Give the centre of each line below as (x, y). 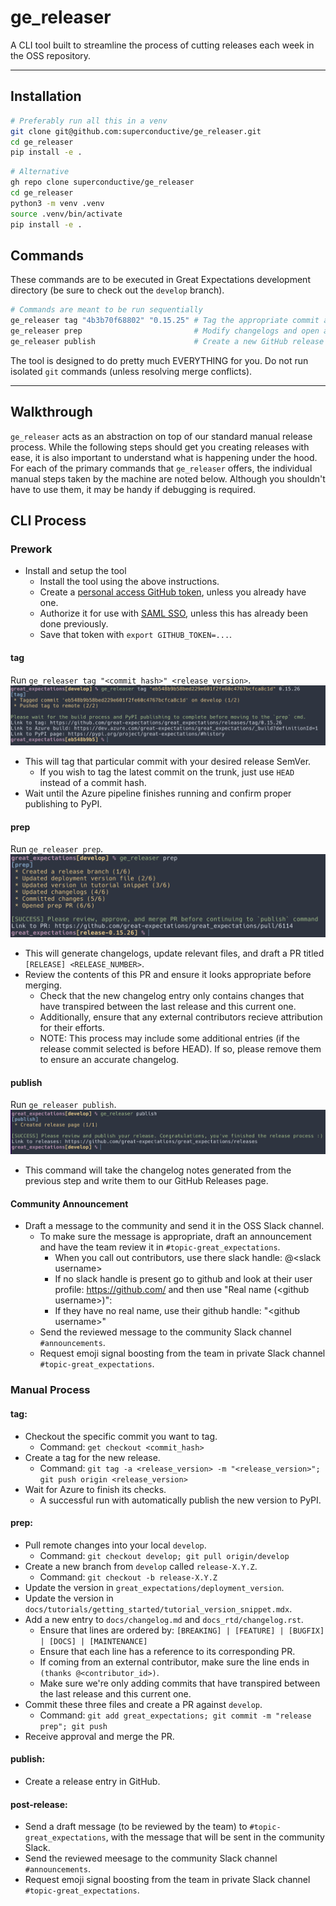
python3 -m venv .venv (57, 203)
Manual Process (50, 1390)
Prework (31, 549)
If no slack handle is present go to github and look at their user (183, 1279)
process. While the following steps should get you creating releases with (160, 447)
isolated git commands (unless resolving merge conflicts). (131, 371)
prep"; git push (73, 1726)
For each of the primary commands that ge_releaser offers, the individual (161, 468)
